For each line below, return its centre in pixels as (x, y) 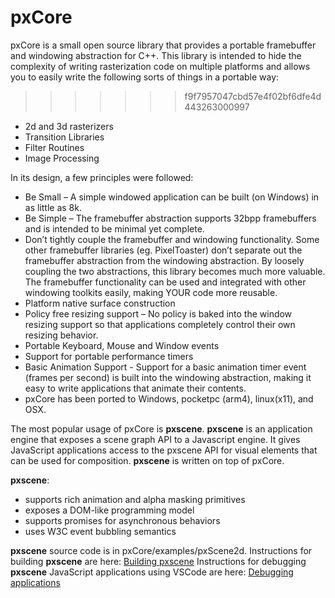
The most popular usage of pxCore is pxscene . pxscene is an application (161, 428)
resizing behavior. (61, 335)
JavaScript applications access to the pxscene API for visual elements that (164, 450)
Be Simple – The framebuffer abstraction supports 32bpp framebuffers (170, 218)
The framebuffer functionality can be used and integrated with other (165, 282)
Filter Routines (54, 147)
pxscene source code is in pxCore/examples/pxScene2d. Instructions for (161, 550)
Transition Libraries (64, 137)
